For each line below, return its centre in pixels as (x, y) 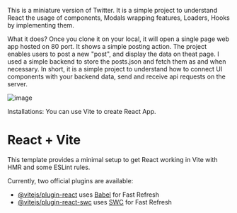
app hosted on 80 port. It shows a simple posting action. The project (107, 46)
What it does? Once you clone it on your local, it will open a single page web (118, 39)
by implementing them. (41, 25)
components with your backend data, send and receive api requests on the (117, 76)
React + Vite (44, 140)
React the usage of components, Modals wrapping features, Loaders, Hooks (118, 18)
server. (18, 84)
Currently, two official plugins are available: (70, 180)
